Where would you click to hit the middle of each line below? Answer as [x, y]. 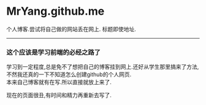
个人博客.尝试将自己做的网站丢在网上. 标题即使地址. [71, 29]
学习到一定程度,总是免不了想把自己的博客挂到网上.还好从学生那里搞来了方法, [103, 67]
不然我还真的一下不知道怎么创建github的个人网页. [69, 74]
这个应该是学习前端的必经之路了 [54, 52]
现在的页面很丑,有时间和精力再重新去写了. [59, 95]
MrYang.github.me [55, 11]
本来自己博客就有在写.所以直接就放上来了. [59, 82]
